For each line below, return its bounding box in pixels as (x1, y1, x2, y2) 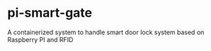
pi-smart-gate (7, 5, 93, 21)
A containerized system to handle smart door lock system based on (7, 28, 205, 36)
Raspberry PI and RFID (7, 35, 74, 43)
